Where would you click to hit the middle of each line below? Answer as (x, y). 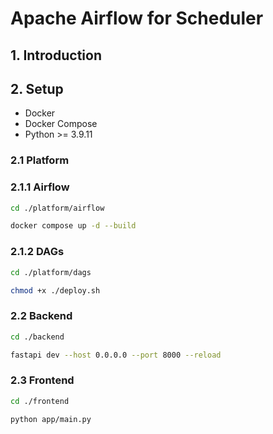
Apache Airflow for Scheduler (137, 18)
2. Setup (37, 88)
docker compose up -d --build (73, 226)
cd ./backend (37, 337)
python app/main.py (51, 419)
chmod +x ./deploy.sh (55, 290)
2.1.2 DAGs (37, 252)
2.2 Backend (41, 316)
